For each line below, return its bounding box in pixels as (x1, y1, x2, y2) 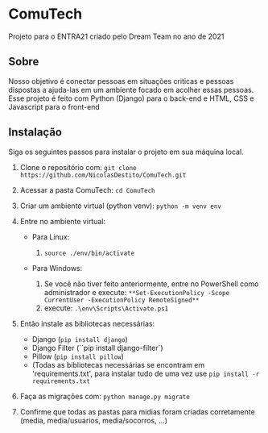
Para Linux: (31, 231, 70, 242)
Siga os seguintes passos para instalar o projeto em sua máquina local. (8, 147, 244, 156)
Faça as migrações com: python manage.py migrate (19, 391, 191, 401)
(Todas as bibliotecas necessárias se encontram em (31, 360, 205, 369)
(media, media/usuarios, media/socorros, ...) (19, 415, 167, 425)
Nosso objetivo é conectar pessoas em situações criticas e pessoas (8, 76, 234, 85)
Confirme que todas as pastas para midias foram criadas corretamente (19, 406, 255, 416)
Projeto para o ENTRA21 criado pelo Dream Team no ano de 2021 (8, 31, 225, 41)
